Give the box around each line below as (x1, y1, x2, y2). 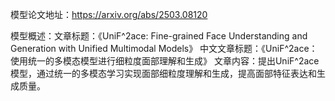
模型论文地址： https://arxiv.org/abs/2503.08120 (10, 9, 208, 20)
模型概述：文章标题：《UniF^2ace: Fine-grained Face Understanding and (10, 30, 308, 42)
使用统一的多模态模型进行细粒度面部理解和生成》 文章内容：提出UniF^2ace (10, 55, 320, 67)
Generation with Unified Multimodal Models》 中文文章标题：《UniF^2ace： (10, 43, 318, 54)
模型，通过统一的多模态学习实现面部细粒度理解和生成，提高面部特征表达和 (10, 68, 317, 79)
